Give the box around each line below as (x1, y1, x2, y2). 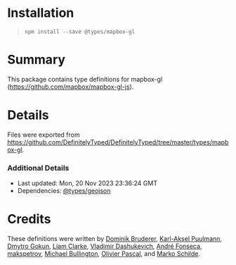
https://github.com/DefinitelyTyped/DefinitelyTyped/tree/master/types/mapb (7, 137, 229, 146)
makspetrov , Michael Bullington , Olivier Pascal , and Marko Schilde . (7, 249, 201, 258)
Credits (7, 211, 51, 227)
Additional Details (7, 163, 70, 173)
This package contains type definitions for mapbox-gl (7, 75, 163, 83)
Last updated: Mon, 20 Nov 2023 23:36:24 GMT (17, 179, 158, 187)
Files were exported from (7, 130, 80, 139)
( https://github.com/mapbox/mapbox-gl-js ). (7, 82, 134, 91)
